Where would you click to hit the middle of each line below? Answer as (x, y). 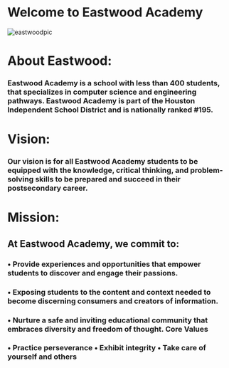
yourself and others (42, 357)
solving (21, 179)
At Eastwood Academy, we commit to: (94, 244)
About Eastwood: (60, 61)
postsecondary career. (48, 188)
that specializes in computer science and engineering (102, 92)
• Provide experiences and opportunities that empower (104, 264)
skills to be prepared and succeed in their (108, 179)
